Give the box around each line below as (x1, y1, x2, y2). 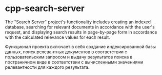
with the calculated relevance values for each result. (5, 34, 110, 40)
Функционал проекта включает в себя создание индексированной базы (5, 44, 156, 49)
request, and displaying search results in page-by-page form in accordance (5, 29, 158, 35)
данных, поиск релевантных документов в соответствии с (5, 49, 127, 55)
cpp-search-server (5, 3, 85, 14)
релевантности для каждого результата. (5, 64, 90, 70)
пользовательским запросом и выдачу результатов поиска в (5, 54, 133, 60)
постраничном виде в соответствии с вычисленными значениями (5, 59, 143, 65)
